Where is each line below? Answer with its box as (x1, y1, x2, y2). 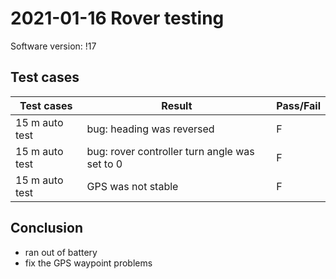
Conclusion (10, 220, 84, 237)
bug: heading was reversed (86, 122, 215, 136)
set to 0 (86, 157, 123, 171)
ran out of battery (24, 246, 98, 258)
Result (161, 98, 193, 112)
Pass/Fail (276, 98, 321, 112)
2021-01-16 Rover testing (10, 7, 225, 30)
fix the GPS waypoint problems (24, 257, 153, 269)
